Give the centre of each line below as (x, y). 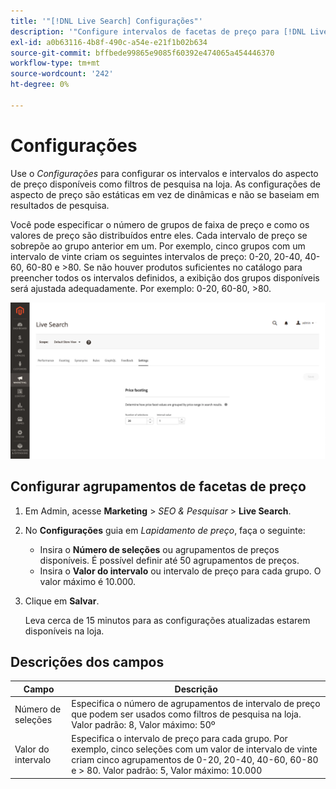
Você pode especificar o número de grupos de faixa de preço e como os (160, 224)
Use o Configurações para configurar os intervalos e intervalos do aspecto (164, 173)
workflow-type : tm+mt (55, 63)
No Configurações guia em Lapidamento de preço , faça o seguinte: (165, 530)
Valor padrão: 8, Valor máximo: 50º (143, 725)
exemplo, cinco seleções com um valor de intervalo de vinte (194, 749)
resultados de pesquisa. (60, 205)
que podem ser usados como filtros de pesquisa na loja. (186, 714)
